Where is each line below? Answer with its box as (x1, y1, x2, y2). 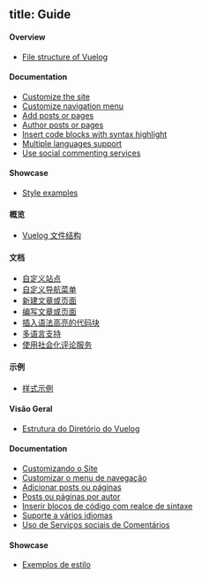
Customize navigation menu (21, 101, 123, 111)
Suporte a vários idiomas (21, 510, 113, 521)
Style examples (21, 187, 79, 198)
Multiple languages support (21, 138, 122, 148)
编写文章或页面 (21, 307, 77, 317)
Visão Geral (9, 404, 53, 414)
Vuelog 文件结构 (21, 230, 82, 241)
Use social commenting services (21, 148, 141, 158)
